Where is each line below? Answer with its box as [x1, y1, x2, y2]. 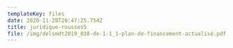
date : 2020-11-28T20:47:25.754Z [7, 17, 103, 24]
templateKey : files [7, 10, 65, 18]
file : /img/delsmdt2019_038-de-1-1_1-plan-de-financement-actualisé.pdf [7, 30, 227, 37]
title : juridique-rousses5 [7, 23, 87, 30]
